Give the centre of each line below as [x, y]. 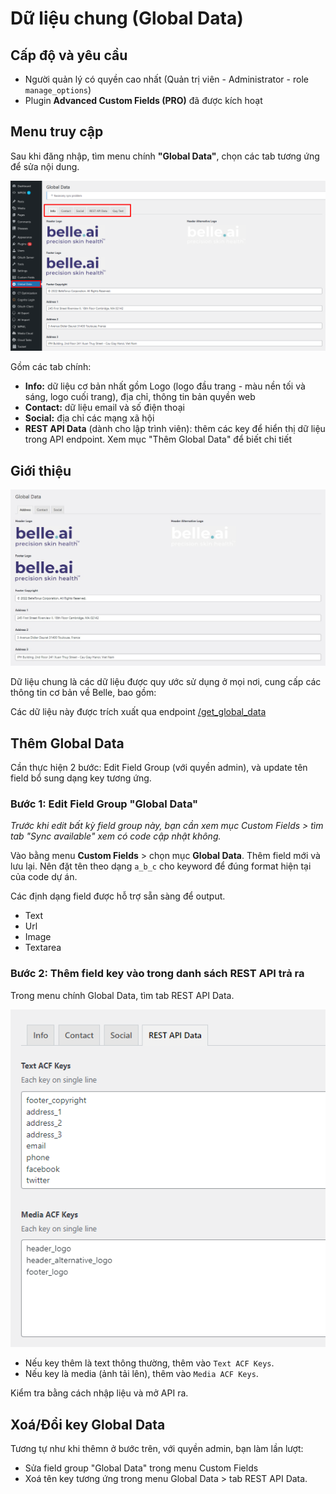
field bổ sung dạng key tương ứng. [81, 778]
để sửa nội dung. [45, 166]
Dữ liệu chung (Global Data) [127, 18]
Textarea [43, 948]
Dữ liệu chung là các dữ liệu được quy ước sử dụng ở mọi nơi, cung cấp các [166, 682]
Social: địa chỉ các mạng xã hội [89, 418]
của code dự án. [44, 877]
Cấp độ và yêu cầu [69, 55]
